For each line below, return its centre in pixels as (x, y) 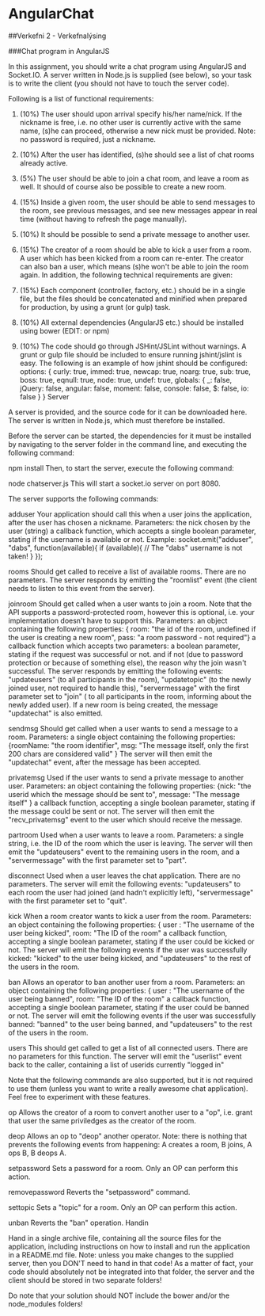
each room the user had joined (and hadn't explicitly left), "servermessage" (131, 892)
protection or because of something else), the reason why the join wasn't (127, 662)
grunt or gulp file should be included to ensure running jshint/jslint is (131, 354)
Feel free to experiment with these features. (79, 1097)
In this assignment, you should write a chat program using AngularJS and (127, 66)
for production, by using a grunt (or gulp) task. (95, 307)
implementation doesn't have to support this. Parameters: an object (118, 620)
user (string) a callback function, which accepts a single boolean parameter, (132, 531)
